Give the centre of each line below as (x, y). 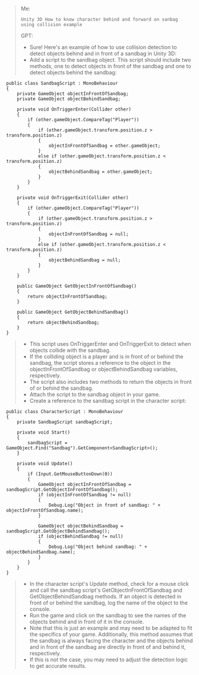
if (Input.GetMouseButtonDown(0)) (70, 474)
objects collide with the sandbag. (70, 350)
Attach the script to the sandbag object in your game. (95, 394)
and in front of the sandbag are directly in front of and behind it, (108, 647)
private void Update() (45, 463)
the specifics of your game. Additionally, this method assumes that (111, 634)
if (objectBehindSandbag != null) (80, 537)
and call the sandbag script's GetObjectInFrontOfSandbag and (106, 590)
